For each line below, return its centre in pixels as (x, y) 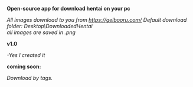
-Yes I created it (26, 55)
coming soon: (24, 66)
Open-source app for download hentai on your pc (68, 9)
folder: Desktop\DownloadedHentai (50, 26)
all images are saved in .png (41, 32)
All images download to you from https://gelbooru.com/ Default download (97, 20)
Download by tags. (30, 78)
